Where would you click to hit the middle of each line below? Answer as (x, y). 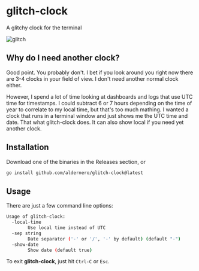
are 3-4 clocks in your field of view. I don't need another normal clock (92, 78)
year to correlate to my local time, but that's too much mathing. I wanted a (97, 109)
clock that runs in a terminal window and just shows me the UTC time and (97, 115)
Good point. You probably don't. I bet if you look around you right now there (100, 72)
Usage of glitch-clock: (36, 217)
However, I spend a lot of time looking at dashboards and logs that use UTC (99, 96)
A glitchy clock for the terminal (44, 28)
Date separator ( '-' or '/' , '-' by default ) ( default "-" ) (104, 239)
